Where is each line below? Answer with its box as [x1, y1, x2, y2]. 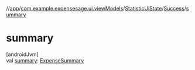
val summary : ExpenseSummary [6, 57, 84, 64]
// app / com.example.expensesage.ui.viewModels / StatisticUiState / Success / [6, 5, 186, 12]
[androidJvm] [6, 51, 39, 58]
